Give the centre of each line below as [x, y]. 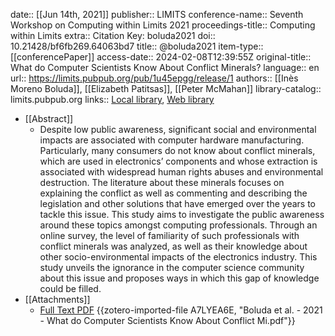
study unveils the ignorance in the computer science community [172, 267]
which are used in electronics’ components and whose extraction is [178, 161]
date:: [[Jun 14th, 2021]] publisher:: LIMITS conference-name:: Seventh [157, 14]
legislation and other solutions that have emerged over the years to [178, 203]
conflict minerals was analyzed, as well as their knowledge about [173, 246]
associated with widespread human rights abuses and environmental [181, 172]
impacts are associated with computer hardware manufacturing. [172, 140]
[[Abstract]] [49, 118]
